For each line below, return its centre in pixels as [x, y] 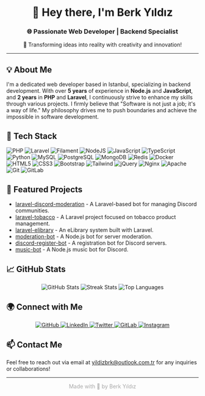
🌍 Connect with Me [45, 307]
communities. [32, 211]
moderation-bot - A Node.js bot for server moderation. [84, 236]
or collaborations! [28, 369]
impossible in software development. [53, 117]
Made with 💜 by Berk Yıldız [103, 386]
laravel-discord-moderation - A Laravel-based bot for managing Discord [106, 204]
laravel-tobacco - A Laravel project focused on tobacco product [95, 217]
